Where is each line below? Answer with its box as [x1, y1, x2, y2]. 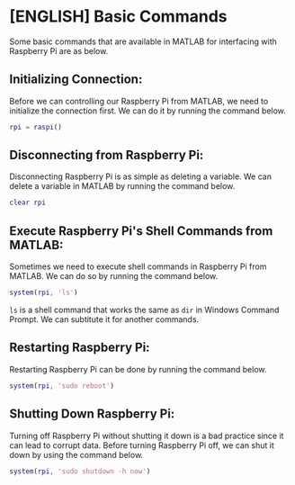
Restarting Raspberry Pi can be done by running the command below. [9, 364, 267, 374]
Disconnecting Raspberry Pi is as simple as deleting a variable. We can [9, 171, 273, 182]
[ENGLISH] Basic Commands [9, 6, 228, 27]
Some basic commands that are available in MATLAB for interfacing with [9, 36, 277, 47]
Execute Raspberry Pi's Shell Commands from [9, 223, 273, 238]
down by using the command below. [9, 449, 144, 460]
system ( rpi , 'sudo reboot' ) [9, 381, 115, 391]
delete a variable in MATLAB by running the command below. [9, 181, 236, 192]
